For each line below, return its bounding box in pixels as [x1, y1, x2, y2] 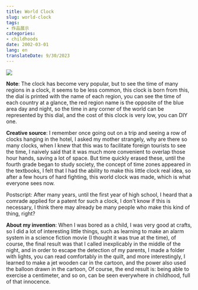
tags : [6, 20, 20, 25]
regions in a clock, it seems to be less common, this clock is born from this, [6, 86, 190, 94]
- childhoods [6, 36, 38, 42]
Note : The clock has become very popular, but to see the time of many [6, 80, 178, 87]
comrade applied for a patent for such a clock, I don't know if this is [6, 197, 171, 204]
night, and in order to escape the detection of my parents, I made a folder [6, 246, 185, 253]
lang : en [6, 47, 28, 53]
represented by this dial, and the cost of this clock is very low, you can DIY [6, 111, 188, 118]
